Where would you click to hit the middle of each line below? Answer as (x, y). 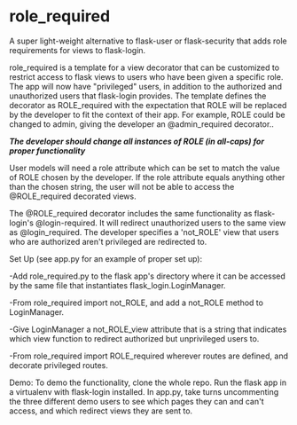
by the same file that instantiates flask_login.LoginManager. (117, 285)
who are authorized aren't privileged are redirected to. (108, 241)
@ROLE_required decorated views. (73, 196)
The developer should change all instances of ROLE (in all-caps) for (137, 141)
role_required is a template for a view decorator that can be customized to (145, 67)
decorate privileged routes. (59, 365)
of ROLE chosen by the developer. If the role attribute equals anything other (147, 177)
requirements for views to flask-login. (78, 50)
